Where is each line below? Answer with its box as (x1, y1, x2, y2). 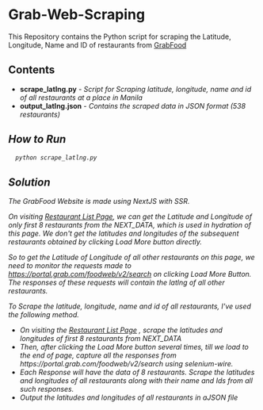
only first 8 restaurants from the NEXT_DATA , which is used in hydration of (8, 220, 252, 230)
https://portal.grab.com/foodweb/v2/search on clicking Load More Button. (8, 270, 252, 279)
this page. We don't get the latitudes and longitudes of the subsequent (8, 228, 239, 239)
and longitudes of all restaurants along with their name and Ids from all (19, 376, 253, 385)
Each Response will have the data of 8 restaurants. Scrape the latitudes (19, 367, 255, 377)
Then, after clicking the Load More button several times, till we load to (19, 343, 250, 352)
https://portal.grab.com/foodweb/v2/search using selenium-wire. (19, 359, 234, 369)
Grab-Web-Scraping (8, 6, 145, 24)
